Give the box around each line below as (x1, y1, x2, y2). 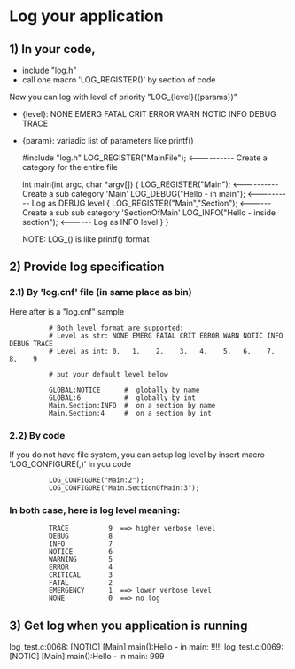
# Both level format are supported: (48, 323, 184, 332)
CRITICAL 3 (48, 571, 113, 580)
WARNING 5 (48, 556, 113, 564)
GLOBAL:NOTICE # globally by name (48, 385, 200, 394)
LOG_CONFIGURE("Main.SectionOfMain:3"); (48, 483, 200, 493)
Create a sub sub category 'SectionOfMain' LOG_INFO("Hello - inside (21, 207, 276, 218)
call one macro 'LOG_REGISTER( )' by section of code (21, 74, 216, 85)
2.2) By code (9, 429, 66, 441)
